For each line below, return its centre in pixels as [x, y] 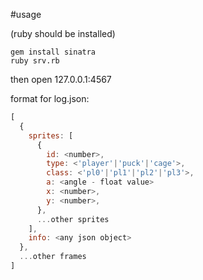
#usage [26, 14]
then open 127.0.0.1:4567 [61, 79]
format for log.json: [50, 98]
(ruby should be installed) [63, 33]
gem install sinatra [53, 52]
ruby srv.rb [35, 61]
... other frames [53, 257]
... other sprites [73, 219]
